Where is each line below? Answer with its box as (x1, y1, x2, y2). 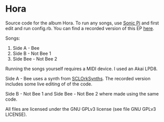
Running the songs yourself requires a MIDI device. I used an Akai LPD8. (5, 66, 158, 72)
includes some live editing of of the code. (5, 81, 93, 87)
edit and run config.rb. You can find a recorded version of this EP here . (5, 25, 154, 31)
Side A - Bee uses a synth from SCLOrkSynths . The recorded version (5, 75, 151, 81)
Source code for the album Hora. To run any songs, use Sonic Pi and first (5, 20, 159, 26)
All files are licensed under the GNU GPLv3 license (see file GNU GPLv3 (5, 106, 156, 112)
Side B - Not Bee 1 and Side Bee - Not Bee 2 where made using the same (5, 90, 159, 97)
